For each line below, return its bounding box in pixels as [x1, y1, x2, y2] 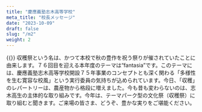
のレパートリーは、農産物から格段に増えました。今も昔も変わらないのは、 [6, 84, 191, 91]
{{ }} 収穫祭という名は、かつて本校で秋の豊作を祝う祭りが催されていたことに [6, 54, 196, 61]
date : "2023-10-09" [6, 20, 55, 26]
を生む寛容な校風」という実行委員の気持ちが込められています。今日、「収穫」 [6, 76, 195, 84]
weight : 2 [6, 37, 31, 43]
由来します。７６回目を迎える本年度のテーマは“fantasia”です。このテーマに [6, 61, 193, 69]
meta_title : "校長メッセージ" [6, 14, 76, 20]
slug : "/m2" [6, 31, 36, 37]
